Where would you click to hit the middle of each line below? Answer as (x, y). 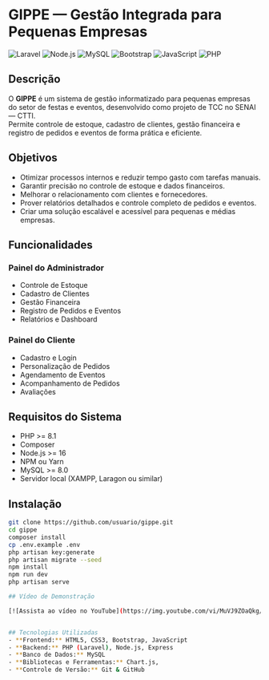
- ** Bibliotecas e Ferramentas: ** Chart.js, (84, 662)
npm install (28, 567)
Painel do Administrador (56, 268)
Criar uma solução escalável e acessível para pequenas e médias (128, 211)
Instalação (35, 504)
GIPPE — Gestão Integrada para (115, 15)
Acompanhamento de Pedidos (70, 383)
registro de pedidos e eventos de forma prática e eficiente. (105, 132)
